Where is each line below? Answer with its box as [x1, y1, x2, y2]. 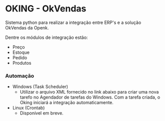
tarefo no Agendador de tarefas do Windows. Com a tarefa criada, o [19, 94, 160, 100]
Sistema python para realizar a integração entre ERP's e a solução [5, 19, 141, 25]
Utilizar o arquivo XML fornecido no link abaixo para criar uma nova [19, 89, 159, 95]
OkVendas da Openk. [5, 24, 49, 30]
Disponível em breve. [19, 110, 63, 116]
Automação [5, 72, 34, 79]
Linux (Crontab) [12, 105, 45, 111]
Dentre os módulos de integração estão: [5, 34, 88, 40]
